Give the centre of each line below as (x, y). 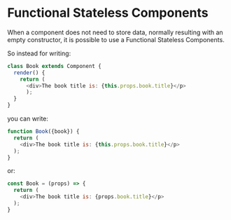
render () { (29, 73)
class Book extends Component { (54, 66)
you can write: (28, 119)
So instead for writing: (39, 53)
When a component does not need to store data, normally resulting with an (115, 32)
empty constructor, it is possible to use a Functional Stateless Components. (116, 39)
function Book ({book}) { (43, 132)
